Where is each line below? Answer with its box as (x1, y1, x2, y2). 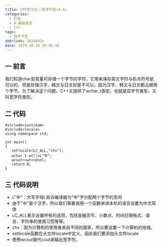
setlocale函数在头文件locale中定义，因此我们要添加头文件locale (12, 231, 139, 236)
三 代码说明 (5, 180, 39, 189)
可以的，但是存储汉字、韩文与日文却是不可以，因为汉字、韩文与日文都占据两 (5, 82, 158, 88)
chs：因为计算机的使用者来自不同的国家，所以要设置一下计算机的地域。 (12, 225, 155, 231)
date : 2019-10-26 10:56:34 (5, 43, 59, 48)
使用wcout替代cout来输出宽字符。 (12, 237, 80, 243)
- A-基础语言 (9, 20, 33, 26)
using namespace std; (5, 131, 49, 136)
